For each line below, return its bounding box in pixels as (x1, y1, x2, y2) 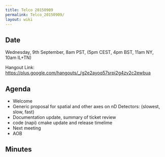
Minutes (5, 145, 32, 154)
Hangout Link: (5, 65, 35, 71)
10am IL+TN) (5, 54, 31, 61)
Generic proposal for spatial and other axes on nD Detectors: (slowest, (12, 104, 160, 109)
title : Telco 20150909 (5, 7, 53, 13)
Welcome (12, 98, 33, 104)
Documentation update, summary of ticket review (12, 114, 116, 120)
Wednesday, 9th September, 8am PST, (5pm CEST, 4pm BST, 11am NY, (5, 49, 154, 55)
